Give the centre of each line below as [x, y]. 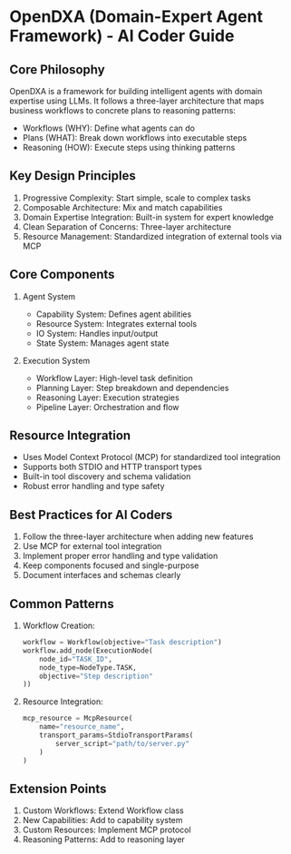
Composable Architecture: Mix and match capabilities [122, 207]
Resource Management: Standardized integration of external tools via [152, 236]
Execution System [56, 360]
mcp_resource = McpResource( [78, 719]
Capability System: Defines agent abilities [114, 314]
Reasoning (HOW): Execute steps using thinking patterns [129, 147]
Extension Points [58, 788]
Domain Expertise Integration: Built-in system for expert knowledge [148, 217]
